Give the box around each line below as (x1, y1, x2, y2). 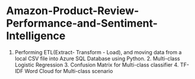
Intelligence (6, 29, 66, 42)
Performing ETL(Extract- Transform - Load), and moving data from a (14, 48, 182, 55)
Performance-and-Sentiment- (6, 17, 158, 30)
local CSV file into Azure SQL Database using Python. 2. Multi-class (14, 55, 180, 62)
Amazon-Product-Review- (6, 4, 139, 18)
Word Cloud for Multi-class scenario (24, 67, 113, 74)
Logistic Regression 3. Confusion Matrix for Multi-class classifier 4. (14, 61, 179, 68)
